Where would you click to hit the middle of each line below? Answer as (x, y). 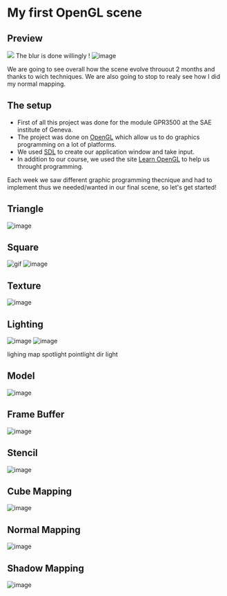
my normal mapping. (37, 84)
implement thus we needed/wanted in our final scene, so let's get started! (112, 187)
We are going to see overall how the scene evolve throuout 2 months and (111, 69)
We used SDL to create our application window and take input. (106, 152)
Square (23, 247)
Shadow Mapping (46, 568)
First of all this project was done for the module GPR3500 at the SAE (115, 122)
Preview (25, 38)
